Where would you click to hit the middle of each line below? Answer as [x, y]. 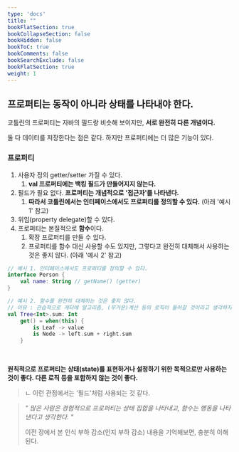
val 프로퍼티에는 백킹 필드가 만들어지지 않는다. [92, 184]
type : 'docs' [27, 14]
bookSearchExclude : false [46, 61]
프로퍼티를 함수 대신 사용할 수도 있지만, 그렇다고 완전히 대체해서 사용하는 [129, 246]
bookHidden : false [34, 41]
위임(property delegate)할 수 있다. [66, 219]
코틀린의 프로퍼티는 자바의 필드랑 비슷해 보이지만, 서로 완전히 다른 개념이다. [111, 122]
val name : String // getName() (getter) [81, 282]
